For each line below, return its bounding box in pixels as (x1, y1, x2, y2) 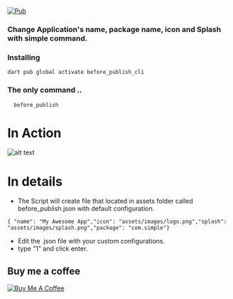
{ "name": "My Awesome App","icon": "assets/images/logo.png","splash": (7, 218, 227, 226)
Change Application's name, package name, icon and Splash (7, 24, 222, 34)
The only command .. (7, 85, 82, 95)
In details (7, 173, 63, 189)
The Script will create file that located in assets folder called (17, 196, 193, 206)
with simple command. (7, 33, 88, 43)
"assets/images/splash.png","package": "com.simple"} (7, 224, 170, 231)
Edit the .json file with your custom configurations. (17, 237, 166, 246)
